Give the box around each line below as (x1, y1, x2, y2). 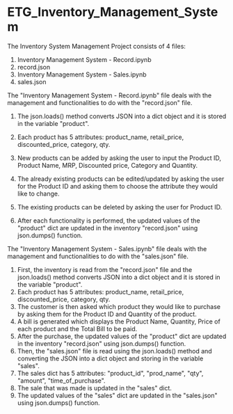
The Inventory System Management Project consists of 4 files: (7, 42, 186, 50)
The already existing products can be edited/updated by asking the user (17, 175, 225, 183)
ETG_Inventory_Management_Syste (7, 4, 218, 20)
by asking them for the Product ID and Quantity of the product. (17, 310, 197, 318)
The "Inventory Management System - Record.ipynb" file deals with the (7, 91, 212, 99)
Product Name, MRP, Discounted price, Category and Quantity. (17, 161, 198, 169)
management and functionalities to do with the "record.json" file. (7, 98, 193, 106)
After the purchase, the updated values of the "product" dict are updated (17, 332, 227, 340)
